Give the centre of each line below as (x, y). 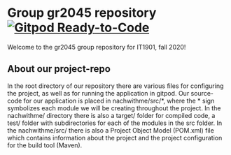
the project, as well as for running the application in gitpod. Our (98, 93)
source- (202, 93)
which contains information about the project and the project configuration (115, 138)
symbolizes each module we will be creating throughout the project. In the (114, 108)
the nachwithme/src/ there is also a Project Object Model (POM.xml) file (111, 130)
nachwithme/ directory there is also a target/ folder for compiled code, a (111, 115)
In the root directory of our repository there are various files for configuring (115, 86)
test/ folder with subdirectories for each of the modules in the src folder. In (115, 123)
